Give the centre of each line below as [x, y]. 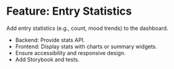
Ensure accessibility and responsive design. [71, 53]
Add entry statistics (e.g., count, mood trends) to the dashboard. [87, 28]
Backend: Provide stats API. [50, 40]
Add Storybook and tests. [47, 59]
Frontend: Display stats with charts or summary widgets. [86, 46]
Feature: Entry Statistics [69, 11]
